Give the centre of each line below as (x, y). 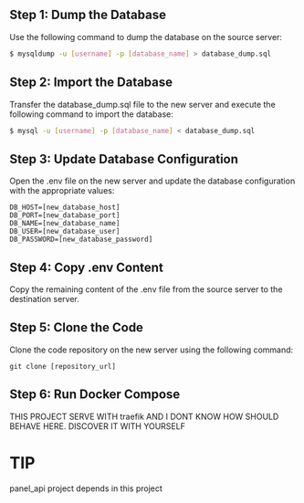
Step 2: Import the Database (91, 83)
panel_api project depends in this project (86, 488)
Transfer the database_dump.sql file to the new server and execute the (142, 104)
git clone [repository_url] (63, 366)
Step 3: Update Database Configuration (124, 159)
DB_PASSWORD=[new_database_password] (81, 240)
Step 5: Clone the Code (77, 328)
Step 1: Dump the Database (88, 15)
